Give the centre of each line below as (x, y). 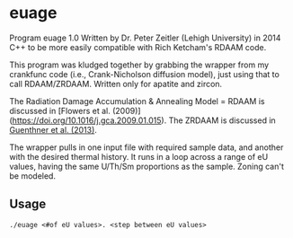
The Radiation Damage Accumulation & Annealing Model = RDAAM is (137, 101)
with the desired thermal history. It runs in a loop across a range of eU (139, 156)
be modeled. (33, 176)
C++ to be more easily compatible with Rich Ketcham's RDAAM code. (138, 47)
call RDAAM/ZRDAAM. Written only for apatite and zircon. (116, 84)
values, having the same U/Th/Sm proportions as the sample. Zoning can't (147, 166)
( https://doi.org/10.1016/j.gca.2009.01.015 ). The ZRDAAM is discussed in (142, 120)
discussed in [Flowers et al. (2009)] (75, 110)
